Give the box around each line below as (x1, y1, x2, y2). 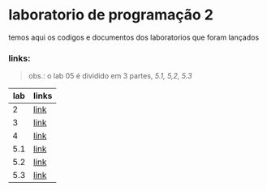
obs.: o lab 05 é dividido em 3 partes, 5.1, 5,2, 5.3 (28, 71, 192, 81)
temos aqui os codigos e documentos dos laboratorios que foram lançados (8, 32, 260, 42)
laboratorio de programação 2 (8, 6, 213, 24)
